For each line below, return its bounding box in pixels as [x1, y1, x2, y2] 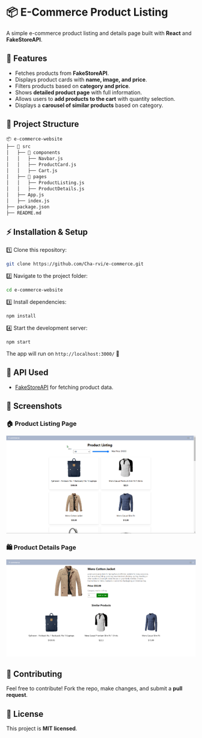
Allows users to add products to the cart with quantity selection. [14, 95, 176, 102]
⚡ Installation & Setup [6, 226, 88, 237]
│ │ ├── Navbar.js [6, 155, 63, 161]
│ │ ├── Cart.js [6, 167, 58, 173]
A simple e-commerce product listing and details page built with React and [6, 29, 192, 37]
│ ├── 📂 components [6, 149, 61, 155]
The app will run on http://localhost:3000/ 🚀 [6, 350, 120, 357]
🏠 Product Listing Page [6, 420, 77, 428]
